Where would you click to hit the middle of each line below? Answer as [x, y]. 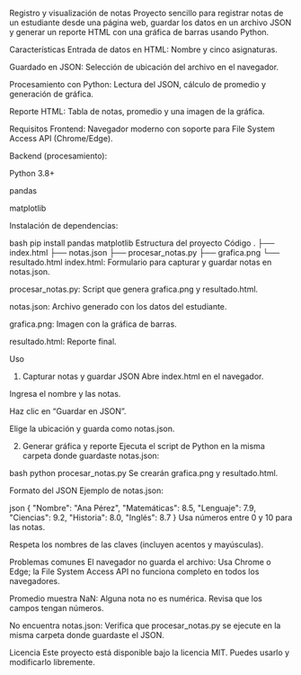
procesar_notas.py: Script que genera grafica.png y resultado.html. [134, 289]
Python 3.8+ [32, 173]
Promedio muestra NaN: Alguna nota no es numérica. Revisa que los [136, 598]
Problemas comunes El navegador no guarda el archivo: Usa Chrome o [140, 562]
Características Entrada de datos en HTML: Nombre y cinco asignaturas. [144, 49]
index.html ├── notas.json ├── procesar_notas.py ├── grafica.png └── [145, 252]
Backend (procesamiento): [58, 156]
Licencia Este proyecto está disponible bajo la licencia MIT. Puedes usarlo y [150, 652]
